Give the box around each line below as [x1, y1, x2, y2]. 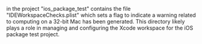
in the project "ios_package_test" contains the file [6, 5, 131, 12]
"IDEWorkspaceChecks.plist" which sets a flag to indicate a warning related [6, 11, 197, 19]
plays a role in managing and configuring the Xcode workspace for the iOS [6, 24, 193, 31]
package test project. [6, 31, 60, 38]
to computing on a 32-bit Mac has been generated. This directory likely [6, 18, 185, 25]
